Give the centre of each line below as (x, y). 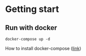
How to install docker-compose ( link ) (43, 48)
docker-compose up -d (28, 39)
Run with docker (31, 28)
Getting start (32, 9)
